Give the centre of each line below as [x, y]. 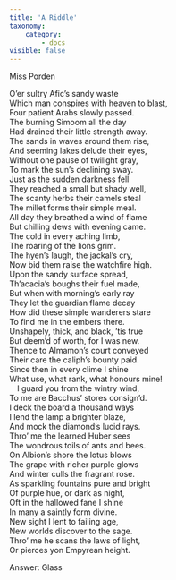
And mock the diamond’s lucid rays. [75, 427]
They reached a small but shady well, [78, 189]
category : [44, 34]
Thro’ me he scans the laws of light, [75, 541]
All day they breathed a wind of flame [78, 217]
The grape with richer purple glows [74, 465]
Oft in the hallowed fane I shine [66, 503]
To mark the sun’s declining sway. [71, 170]
